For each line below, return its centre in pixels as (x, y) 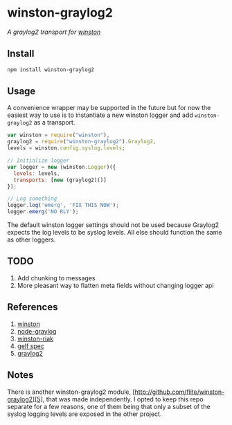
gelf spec (31, 346)
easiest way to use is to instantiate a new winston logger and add (100, 115)
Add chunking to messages (56, 278)
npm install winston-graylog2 (51, 70)
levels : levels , (37, 173)
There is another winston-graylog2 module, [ (71, 392)
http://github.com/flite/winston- (180, 392)
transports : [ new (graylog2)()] (60, 180)
